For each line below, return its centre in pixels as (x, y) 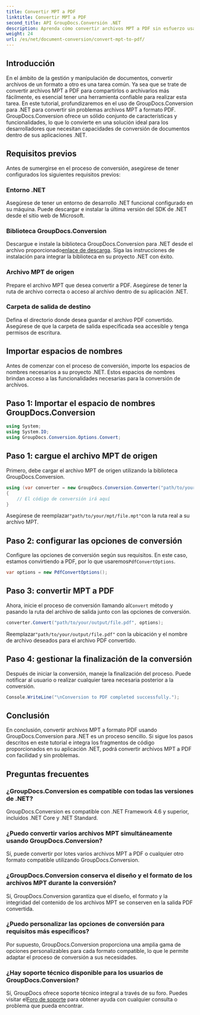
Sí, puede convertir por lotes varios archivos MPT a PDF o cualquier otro (95, 854)
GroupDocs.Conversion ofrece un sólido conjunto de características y (92, 116)
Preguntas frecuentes (48, 774)
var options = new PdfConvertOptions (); (57, 573)
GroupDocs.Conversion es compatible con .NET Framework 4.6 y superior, (98, 811)
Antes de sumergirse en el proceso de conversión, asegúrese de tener (93, 168)
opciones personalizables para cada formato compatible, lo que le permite (97, 951)
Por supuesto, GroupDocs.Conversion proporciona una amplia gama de (94, 944)
